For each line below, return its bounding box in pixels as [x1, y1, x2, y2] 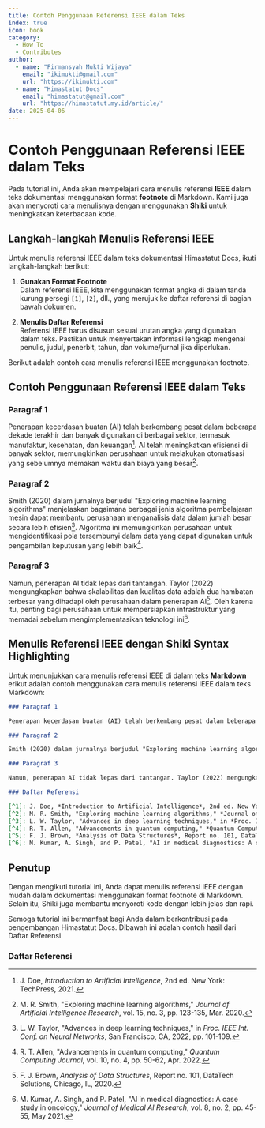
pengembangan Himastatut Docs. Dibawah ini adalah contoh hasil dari [8, 922, 237, 932]
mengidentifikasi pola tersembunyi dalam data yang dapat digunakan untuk [8, 531, 252, 540]
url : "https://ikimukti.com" [22, 77, 118, 85]
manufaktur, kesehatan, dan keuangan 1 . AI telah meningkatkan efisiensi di [8, 439, 248, 450]
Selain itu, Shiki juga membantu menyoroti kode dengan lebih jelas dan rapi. [8, 898, 254, 908]
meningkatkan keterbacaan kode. [8, 209, 117, 218]
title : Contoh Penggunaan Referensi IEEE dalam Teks [8, 11, 185, 20]
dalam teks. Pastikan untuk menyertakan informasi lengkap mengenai [19, 333, 246, 344]
